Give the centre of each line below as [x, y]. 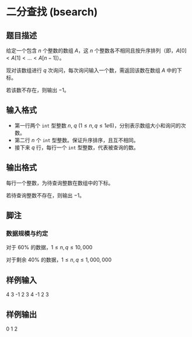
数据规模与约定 [27, 233]
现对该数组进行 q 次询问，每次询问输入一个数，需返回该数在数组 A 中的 [92, 70]
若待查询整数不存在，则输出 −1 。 [45, 195]
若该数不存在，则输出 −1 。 [38, 90]
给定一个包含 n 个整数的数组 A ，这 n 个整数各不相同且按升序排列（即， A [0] [96, 51]
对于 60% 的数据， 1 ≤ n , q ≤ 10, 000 [49, 247]
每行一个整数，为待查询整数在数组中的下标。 [60, 183]
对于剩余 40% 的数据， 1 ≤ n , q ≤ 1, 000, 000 [59, 260]
